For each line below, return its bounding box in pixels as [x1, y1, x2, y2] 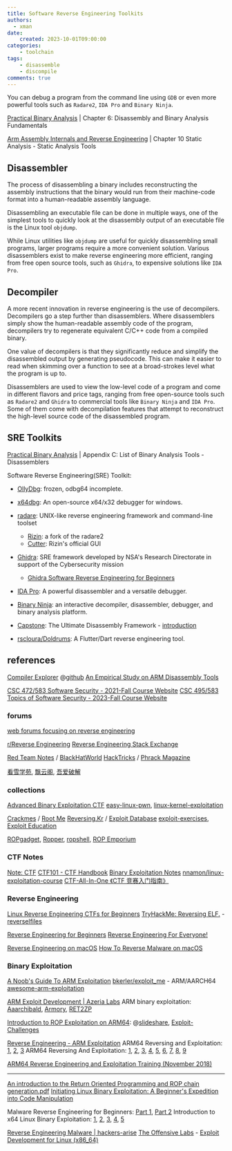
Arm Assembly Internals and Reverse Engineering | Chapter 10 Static [7, 135, 202, 143]
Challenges [7, 1026, 39, 1034]
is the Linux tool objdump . [7, 223, 77, 232]
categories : [7, 42, 41, 49]
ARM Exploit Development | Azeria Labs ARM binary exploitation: [7, 998, 192, 1006]
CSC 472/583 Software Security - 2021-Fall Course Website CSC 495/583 [7, 686, 219, 695]
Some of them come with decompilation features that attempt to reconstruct [7, 405, 224, 413]
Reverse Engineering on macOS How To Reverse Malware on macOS [7, 944, 203, 952]
